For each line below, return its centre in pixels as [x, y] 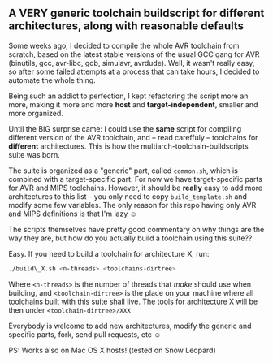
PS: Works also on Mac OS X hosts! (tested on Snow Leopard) [113, 350]
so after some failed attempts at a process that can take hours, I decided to [134, 71]
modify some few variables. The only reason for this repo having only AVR [132, 205]
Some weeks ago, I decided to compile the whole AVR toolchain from [124, 45]
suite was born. [35, 154]
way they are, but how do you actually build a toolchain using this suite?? [130, 238]
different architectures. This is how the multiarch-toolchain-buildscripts [129, 146]
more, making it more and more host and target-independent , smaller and [133, 104]
